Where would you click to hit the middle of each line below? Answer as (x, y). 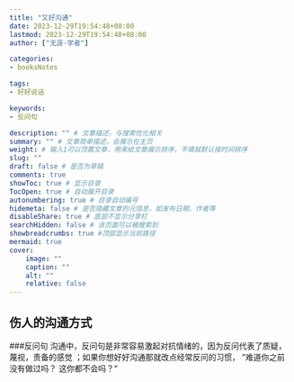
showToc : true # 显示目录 (55, 183)
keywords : (28, 108)
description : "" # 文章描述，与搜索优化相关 (86, 133)
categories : (31, 59)
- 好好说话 (27, 92)
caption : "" (48, 267)
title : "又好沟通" (41, 18)
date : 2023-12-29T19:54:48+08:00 (72, 26)
